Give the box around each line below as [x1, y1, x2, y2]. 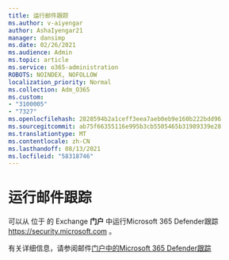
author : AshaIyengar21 [8, 26, 83, 34]
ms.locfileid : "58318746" [8, 152, 94, 160]
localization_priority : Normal [8, 78, 112, 86]
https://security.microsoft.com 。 [8, 227, 116, 236]
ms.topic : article [8, 56, 69, 64]
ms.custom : [8, 93, 44, 101]
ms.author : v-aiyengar [8, 19, 83, 27]
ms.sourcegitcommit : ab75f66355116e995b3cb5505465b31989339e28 [8, 122, 222, 130]
